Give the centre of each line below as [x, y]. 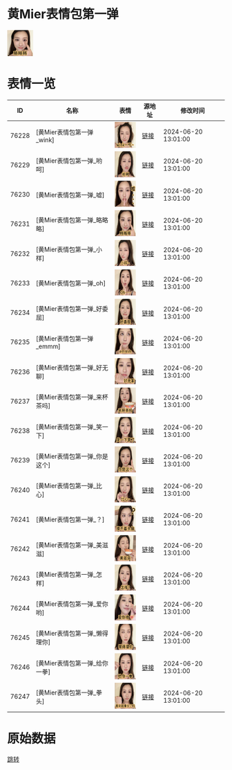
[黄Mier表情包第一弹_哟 [69, 161]
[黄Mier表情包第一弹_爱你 [72, 604]
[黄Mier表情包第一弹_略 [69, 220]
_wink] [45, 140]
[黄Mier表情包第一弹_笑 [69, 427]
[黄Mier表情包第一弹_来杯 [72, 397]
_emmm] [48, 346]
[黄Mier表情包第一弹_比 [69, 486]
